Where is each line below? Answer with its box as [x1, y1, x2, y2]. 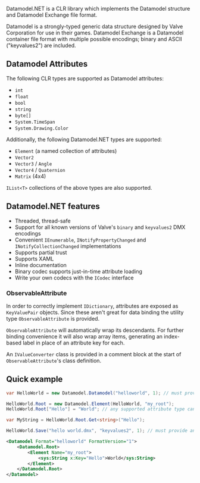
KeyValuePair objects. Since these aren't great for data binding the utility [6, 309, 184, 316]
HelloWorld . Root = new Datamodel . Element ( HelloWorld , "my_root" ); [6, 401, 174, 407]
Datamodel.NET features [6, 202, 100, 212]
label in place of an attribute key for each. [23, 339, 125, 346]
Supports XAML [14, 255, 54, 262]
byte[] [14, 112, 32, 118]
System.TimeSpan [14, 119, 55, 125]
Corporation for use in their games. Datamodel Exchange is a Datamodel [6, 29, 184, 36]
